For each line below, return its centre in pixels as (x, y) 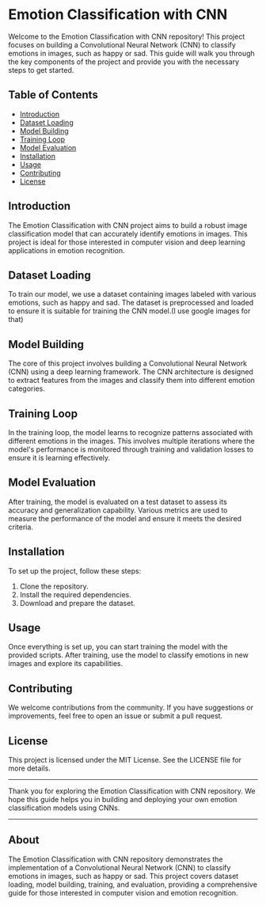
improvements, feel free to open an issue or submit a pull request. (116, 716)
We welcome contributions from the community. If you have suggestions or (131, 708)
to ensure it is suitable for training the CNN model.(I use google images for (129, 311)
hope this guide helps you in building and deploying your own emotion (123, 800)
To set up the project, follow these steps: (75, 570)
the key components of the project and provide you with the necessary (124, 62)
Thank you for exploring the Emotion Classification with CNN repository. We (132, 791)
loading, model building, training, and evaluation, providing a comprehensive (133, 884)
